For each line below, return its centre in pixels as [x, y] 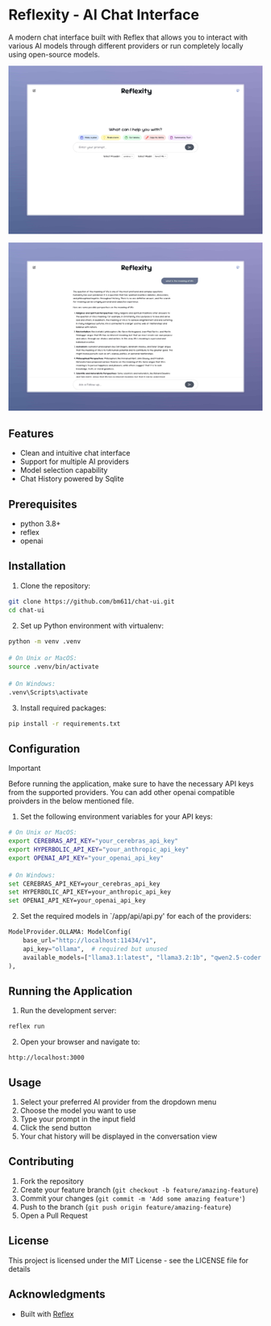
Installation [37, 566]
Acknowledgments [57, 1294]
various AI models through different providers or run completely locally [126, 45]
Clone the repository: [55, 585]
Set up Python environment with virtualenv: [92, 625]
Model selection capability [64, 470]
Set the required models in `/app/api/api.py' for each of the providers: [135, 916]
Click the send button [56, 1128]
